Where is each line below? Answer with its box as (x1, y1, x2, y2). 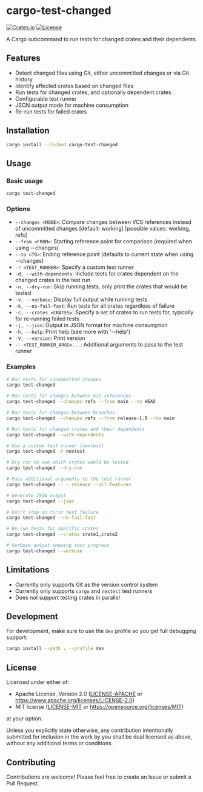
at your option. (6, 715, 43, 722)
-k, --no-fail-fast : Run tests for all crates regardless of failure (15, 302, 175, 310)
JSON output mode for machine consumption (15, 101, 129, 109)
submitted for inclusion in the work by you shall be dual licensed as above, (6, 733, 193, 740)
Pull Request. (6, 779, 39, 787)
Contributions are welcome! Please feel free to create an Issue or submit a (6, 773, 191, 780)
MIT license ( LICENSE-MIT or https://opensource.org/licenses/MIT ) (15, 703, 184, 711)
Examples (6, 362, 36, 371)
